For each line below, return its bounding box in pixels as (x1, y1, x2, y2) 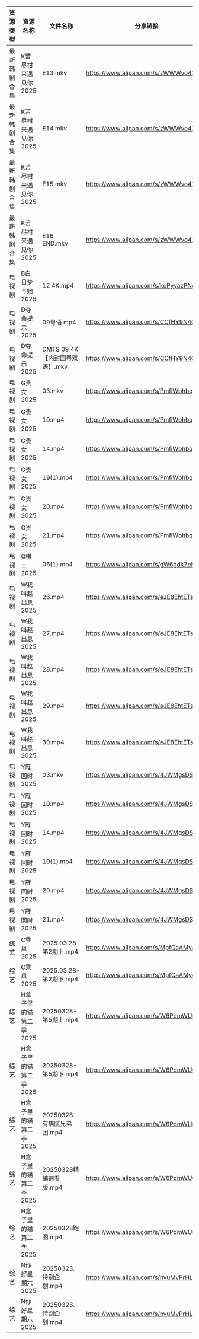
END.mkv (42, 240, 68, 247)
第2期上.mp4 (42, 948, 79, 955)
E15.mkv (42, 180, 67, 188)
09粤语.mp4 (42, 318, 76, 326)
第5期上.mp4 (42, 1016, 79, 1024)
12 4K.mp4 (42, 282, 74, 289)
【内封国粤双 (42, 354, 78, 362)
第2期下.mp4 (42, 975, 79, 983)
